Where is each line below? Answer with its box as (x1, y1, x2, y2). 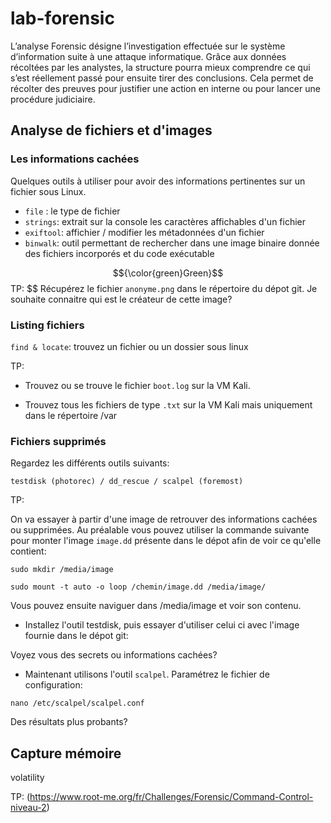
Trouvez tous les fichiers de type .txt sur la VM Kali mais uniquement (24, 398, 313, 411)
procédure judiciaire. (10, 93, 96, 105)
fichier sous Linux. (10, 185, 87, 197)
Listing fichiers (10, 318, 85, 332)
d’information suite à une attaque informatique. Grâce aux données (10, 50, 287, 62)
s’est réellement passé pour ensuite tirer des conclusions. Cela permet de (10, 72, 314, 84)
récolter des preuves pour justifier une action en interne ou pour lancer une (10, 82, 321, 94)
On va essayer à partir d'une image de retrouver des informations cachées (10, 513, 318, 526)
